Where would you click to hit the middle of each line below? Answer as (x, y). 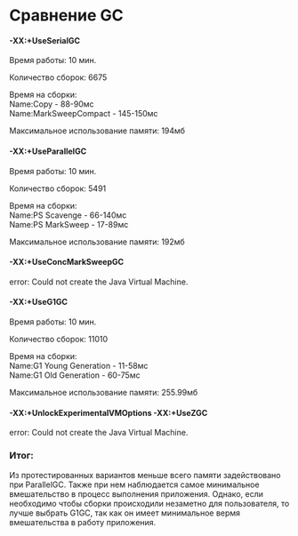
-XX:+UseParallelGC (48, 151)
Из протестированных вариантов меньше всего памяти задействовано (145, 475)
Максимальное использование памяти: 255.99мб (104, 392)
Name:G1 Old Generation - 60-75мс (75, 375)
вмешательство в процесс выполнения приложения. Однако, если (137, 493)
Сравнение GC (66, 16)
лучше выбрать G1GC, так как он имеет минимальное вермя (125, 513)
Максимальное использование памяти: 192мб (97, 242)
